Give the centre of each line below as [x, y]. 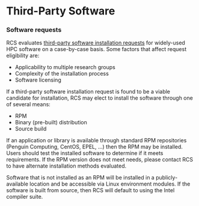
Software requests [34, 30]
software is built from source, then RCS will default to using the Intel [90, 190]
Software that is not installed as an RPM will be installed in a [80, 178]
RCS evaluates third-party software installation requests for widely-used [96, 43]
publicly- [167, 178]
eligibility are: [23, 56]
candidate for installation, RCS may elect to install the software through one [100, 98]
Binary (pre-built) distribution [51, 123]
